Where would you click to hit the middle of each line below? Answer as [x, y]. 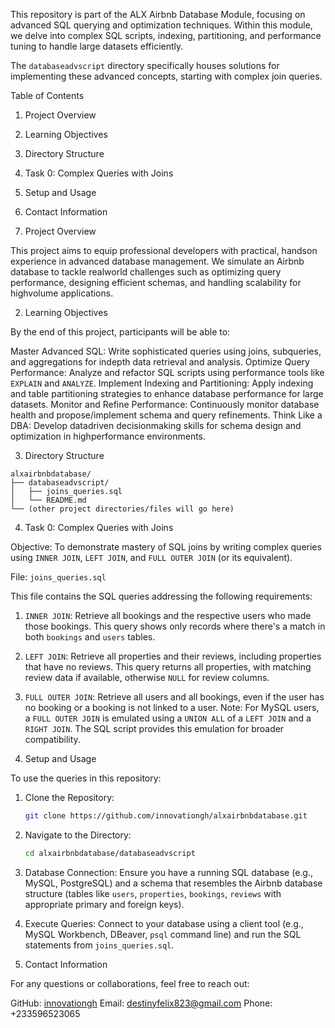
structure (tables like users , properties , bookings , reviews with [153, 893]
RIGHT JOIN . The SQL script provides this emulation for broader [154, 728]
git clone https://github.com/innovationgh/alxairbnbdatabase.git [166, 816]
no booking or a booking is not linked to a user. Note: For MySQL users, [172, 707]
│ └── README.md [48, 500]
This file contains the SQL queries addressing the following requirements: [161, 596]
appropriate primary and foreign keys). [104, 904]
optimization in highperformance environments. [108, 436]
